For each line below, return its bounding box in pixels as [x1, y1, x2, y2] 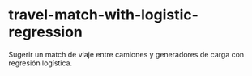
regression [8, 23, 83, 41]
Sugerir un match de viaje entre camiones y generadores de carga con [8, 49, 245, 59]
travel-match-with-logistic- [8, 6, 199, 24]
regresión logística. [8, 58, 73, 68]
